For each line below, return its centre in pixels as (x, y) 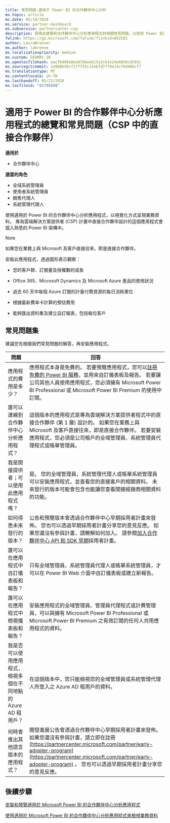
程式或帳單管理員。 (57, 446)
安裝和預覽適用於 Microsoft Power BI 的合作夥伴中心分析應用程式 (73, 805)
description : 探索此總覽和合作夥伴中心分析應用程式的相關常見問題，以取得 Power (81, 34)
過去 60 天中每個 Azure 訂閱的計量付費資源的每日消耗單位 (73, 291)
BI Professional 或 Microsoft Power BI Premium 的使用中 (96, 390)
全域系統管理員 (28, 185)
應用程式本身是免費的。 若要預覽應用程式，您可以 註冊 (94, 367)
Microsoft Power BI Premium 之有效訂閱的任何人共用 (92, 621)
